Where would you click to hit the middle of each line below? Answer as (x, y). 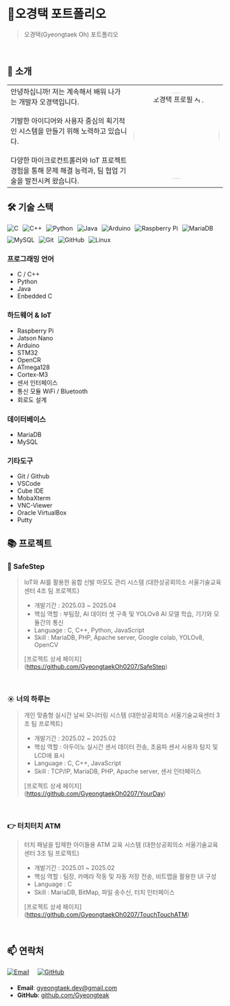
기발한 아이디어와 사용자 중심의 (57, 121)
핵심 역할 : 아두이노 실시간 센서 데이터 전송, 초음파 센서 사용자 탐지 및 (126, 747)
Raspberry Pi (35, 331)
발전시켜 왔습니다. (52, 180)
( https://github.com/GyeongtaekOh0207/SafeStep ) (95, 667)
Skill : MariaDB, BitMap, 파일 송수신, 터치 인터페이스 (104, 892)
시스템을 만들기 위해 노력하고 (63, 131)
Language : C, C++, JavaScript (78, 763)
